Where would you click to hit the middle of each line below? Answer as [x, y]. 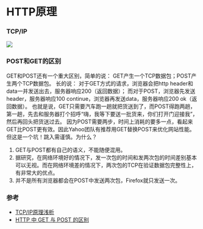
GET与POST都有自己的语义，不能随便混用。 [70, 150]
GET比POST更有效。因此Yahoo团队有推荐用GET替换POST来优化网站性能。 [101, 129]
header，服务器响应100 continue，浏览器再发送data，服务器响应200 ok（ [99, 98]
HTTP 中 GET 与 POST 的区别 [52, 220]
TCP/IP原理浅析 [35, 212]
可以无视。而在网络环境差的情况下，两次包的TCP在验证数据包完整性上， [106, 165]
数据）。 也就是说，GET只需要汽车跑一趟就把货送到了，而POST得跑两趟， [104, 106]
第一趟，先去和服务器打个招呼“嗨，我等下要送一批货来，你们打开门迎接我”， [102, 114]
